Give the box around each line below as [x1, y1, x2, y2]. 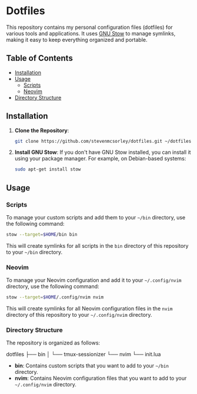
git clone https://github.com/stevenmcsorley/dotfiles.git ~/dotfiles [14, 138, 192, 144]
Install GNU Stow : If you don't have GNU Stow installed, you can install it [14, 149, 191, 156]
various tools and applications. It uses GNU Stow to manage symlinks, [6, 29, 176, 37]
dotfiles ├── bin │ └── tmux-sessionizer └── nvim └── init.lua [6, 351, 161, 358]
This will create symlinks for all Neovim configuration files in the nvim [6, 305, 173, 312]
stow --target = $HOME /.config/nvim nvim [6, 294, 104, 300]
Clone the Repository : [14, 127, 69, 134]
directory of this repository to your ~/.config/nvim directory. [6, 311, 152, 319]
